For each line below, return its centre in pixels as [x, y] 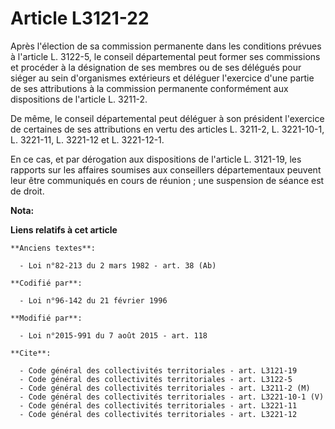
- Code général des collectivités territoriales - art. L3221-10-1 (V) [172, 397]
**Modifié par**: [46, 318]
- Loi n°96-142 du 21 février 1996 [93, 300]
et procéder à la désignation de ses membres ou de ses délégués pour [156, 67]
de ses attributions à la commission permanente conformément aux [149, 88]
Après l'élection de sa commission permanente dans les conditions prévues [166, 46]
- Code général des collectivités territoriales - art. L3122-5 [156, 379]
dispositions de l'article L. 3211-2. [79, 99]
